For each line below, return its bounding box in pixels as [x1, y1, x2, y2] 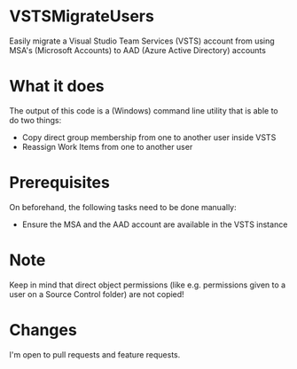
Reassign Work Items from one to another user [21, 141, 193, 152]
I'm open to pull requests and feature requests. [9, 349, 181, 360]
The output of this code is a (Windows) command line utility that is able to [9, 105, 278, 116]
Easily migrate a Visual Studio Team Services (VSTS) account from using [9, 35, 275, 46]
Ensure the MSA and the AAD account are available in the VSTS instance [21, 219, 288, 230]
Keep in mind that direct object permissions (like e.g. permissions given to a [9, 279, 286, 290]
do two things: [9, 114, 62, 125]
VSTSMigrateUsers [9, 6, 155, 27]
